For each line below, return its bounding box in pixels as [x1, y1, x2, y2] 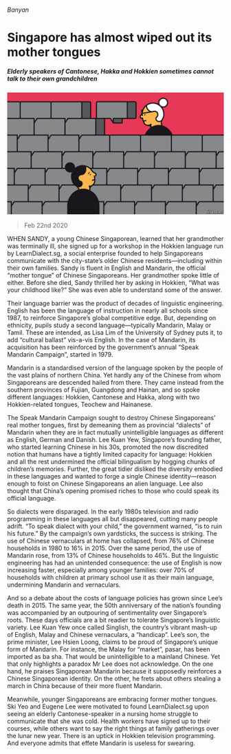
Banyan [7, 6, 30, 14]
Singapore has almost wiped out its [7, 30, 212, 45]
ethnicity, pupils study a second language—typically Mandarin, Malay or [7, 321, 212, 330]
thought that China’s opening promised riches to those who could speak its [7, 487, 219, 495]
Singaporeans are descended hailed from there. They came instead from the [7, 379, 224, 387]
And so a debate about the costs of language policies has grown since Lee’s [7, 594, 223, 603]
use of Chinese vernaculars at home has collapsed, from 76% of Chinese [7, 537, 214, 545]
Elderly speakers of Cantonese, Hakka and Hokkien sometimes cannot [7, 67, 214, 76]
